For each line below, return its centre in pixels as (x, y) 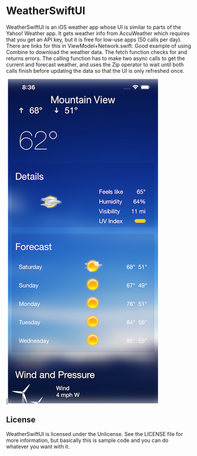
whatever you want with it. (38, 446)
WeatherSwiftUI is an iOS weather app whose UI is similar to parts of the (94, 27)
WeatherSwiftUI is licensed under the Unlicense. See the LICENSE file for (95, 434)
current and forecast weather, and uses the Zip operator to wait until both (95, 64)
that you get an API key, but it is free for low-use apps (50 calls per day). (94, 39)
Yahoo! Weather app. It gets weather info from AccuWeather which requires (98, 33)
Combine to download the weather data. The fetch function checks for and (97, 52)
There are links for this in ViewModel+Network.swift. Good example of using (98, 46)
